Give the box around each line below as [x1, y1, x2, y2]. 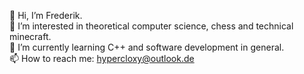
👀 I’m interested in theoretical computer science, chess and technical [9, 20, 294, 32]
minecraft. [9, 31, 52, 42]
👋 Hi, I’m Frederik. [9, 10, 83, 21]
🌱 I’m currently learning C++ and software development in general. [9, 41, 285, 53]
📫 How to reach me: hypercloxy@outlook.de [9, 53, 195, 64]
